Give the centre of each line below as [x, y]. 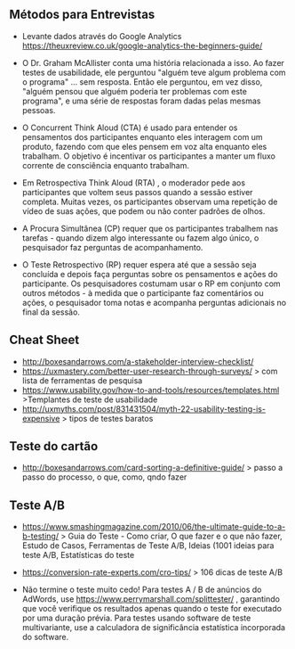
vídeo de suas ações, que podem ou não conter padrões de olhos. [144, 211]
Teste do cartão [54, 446]
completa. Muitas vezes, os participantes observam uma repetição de [150, 201]
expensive [41, 418]
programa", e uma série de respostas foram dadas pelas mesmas [141, 101]
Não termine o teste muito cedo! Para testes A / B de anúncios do [142, 590]
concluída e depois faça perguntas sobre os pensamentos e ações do [150, 274]
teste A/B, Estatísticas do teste [78, 555]
